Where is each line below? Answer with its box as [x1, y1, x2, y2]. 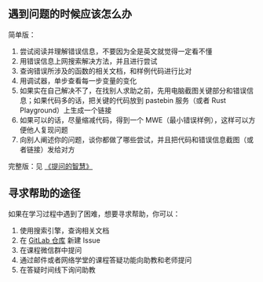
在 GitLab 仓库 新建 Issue [19, 235, 100, 245]
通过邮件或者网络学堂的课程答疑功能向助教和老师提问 [19, 255, 192, 265]
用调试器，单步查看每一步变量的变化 [19, 75, 137, 85]
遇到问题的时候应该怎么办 [8, 7, 132, 21]
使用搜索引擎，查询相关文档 [19, 225, 110, 235]
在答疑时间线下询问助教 [19, 265, 96, 274]
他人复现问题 [26, 125, 68, 134]
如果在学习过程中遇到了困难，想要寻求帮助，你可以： [8, 209, 181, 218]
